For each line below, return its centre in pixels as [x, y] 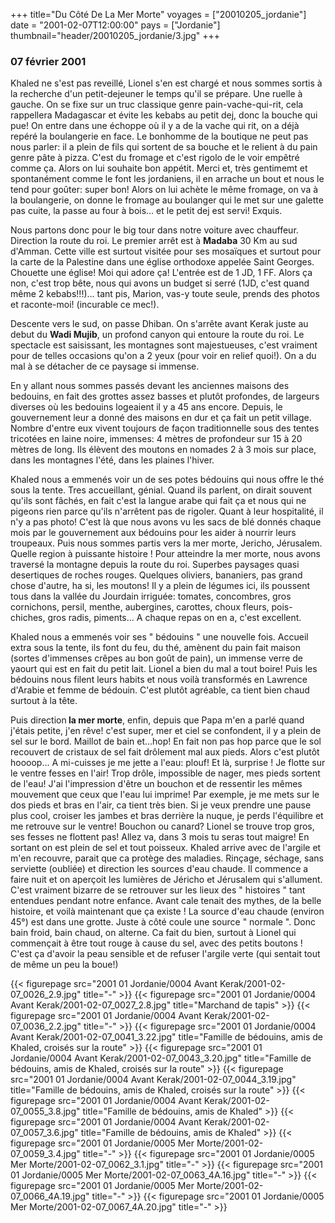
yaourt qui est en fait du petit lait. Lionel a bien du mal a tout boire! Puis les [164, 669]
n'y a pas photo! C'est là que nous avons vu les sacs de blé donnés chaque [166, 522]
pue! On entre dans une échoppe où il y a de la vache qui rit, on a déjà [155, 126]
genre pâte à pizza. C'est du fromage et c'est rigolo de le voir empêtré [155, 158]
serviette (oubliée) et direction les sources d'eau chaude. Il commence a [159, 869]
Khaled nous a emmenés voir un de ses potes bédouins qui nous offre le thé [167, 480]
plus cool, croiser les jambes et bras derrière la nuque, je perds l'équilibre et [167, 816]
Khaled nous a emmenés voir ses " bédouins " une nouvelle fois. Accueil [159, 637]
